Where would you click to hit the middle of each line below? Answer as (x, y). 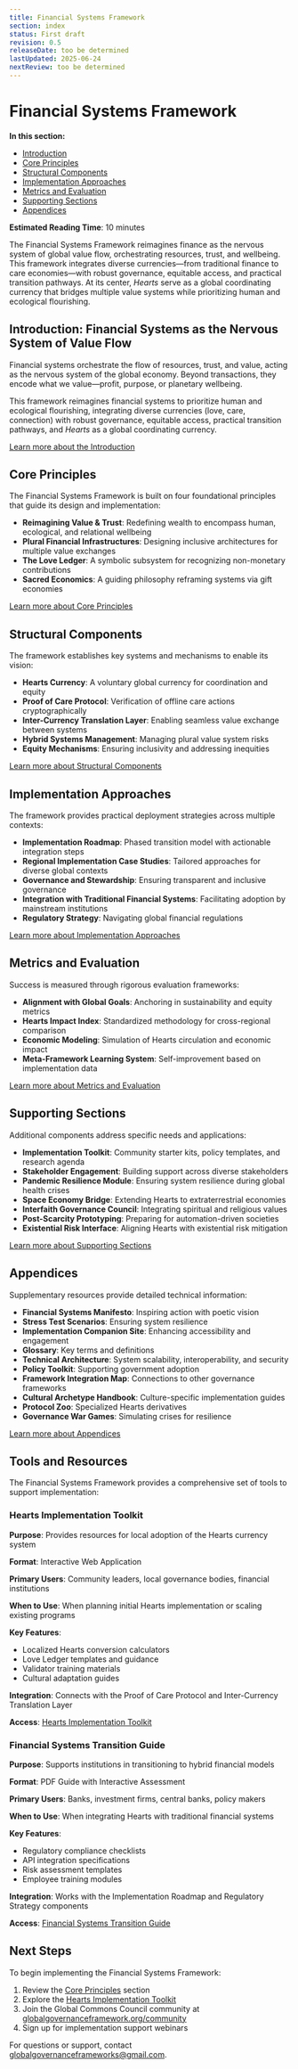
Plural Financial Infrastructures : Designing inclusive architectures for (150, 542)
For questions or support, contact (71, 2045)
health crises (46, 1190)
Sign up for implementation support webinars (105, 2027)
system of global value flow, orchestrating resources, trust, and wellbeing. (145, 254)
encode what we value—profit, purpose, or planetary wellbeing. (126, 383)
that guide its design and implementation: (85, 505)
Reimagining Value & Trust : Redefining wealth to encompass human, (149, 523)
